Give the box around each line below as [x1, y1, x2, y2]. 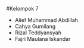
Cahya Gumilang [14, 23, 56, 30]
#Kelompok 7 [6, 5, 39, 12]
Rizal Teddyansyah [14, 29, 61, 36]
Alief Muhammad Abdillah [14, 17, 79, 23]
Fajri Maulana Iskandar [14, 36, 71, 42]
